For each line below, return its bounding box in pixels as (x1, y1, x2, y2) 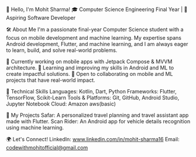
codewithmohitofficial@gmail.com (6, 144, 88, 151)
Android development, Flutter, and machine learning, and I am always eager (6, 41, 188, 47)
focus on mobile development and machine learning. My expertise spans (6, 34, 181, 41)
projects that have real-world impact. (6, 76, 95, 83)
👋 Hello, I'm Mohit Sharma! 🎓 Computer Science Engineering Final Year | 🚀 (6, 6, 188, 13)
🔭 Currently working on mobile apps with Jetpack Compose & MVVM (6, 58, 173, 65)
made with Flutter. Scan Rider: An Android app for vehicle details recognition (6, 118, 191, 125)
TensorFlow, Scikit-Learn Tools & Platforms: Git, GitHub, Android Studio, (6, 94, 180, 101)
